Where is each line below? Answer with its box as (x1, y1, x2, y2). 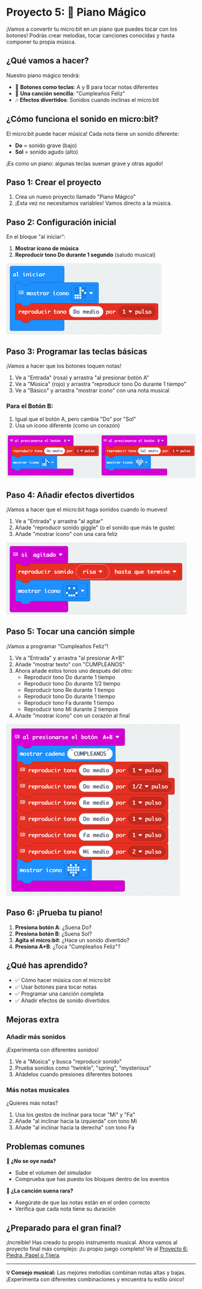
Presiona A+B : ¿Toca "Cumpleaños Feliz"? (14, 943, 121, 950)
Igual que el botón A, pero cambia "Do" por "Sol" (14, 415, 136, 423)
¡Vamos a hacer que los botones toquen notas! (6, 362, 121, 370)
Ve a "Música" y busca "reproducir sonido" (14, 1058, 122, 1065)
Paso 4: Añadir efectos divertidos (6, 490, 135, 500)
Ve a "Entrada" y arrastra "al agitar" (14, 518, 103, 525)
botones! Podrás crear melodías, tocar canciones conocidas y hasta (6, 31, 175, 39)
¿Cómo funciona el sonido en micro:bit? (6, 114, 159, 124)
